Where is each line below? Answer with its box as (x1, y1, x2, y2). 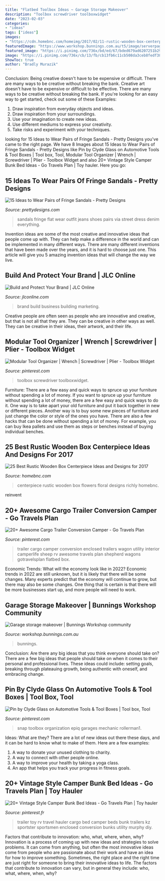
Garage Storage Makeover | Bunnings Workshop (5, 601, 156, 609)
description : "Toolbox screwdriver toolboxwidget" (5, 12, 111, 17)
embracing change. (5, 671, 45, 677)
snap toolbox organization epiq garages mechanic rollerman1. (17, 725, 142, 731)
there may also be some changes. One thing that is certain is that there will (5, 581, 156, 587)
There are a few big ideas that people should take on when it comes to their (5, 656, 158, 661)
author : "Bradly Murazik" (5, 62, 58, 67)
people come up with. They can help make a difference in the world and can (5, 236, 159, 242)
